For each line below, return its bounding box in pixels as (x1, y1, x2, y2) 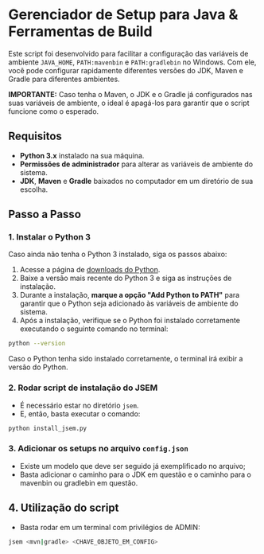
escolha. (19, 185, 49, 194)
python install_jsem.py (8, 424, 87, 432)
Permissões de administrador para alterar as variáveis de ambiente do (19, 159, 253, 169)
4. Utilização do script (8, 501, 119, 515)
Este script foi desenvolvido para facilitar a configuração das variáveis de (8, 49, 249, 58)
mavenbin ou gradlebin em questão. (19, 478, 138, 487)
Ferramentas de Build (8, 22, 153, 41)
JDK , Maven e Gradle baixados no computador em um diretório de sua (19, 176, 254, 185)
